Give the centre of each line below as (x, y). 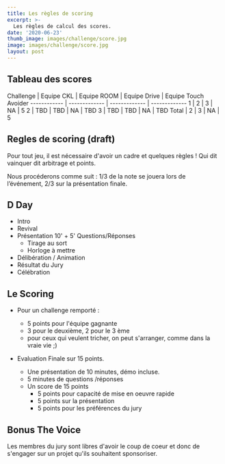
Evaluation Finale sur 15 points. (61, 359)
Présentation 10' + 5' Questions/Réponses (76, 236)
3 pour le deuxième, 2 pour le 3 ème (78, 331)
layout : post (26, 52)
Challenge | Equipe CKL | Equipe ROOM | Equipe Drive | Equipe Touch (105, 96)
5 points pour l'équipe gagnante (72, 324)
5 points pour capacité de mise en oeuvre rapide (106, 394)
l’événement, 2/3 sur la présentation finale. (67, 183)
